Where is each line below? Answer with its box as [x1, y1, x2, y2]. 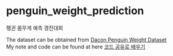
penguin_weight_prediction [6, 4, 144, 18]
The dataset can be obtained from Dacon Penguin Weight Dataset [6, 36, 167, 43]
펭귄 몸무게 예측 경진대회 [6, 24, 63, 31]
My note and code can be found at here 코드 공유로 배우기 [6, 43, 146, 50]
